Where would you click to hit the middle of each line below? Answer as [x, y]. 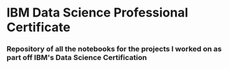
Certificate [38, 27]
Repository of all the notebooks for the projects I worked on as [114, 49]
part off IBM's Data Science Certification [77, 58]
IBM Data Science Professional [97, 13]
